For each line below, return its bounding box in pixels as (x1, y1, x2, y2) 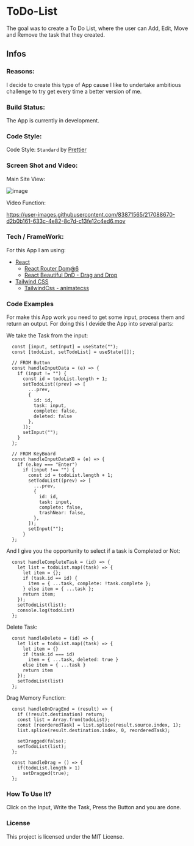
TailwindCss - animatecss (24, 284, 90, 291)
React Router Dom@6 (24, 264, 79, 272)
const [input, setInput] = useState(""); (12, 344, 119, 350)
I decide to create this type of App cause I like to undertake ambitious (6, 81, 181, 88)
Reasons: (6, 67, 35, 76)
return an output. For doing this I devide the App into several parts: (6, 320, 174, 328)
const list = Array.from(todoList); (17, 717, 111, 723)
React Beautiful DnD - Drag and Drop (24, 271, 118, 279)
